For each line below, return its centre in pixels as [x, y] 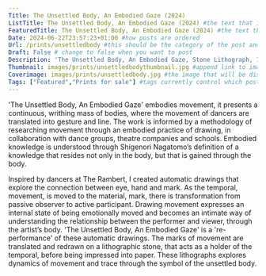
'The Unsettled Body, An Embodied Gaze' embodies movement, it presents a [133, 105]
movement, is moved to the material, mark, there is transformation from [124, 196]
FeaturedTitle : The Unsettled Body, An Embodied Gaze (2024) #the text [129, 30]
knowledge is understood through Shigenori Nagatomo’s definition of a [123, 147]
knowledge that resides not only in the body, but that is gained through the [130, 155]
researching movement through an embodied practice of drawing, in [120, 130]
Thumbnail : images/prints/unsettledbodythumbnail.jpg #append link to [127, 67]
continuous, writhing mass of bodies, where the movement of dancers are [129, 113]
